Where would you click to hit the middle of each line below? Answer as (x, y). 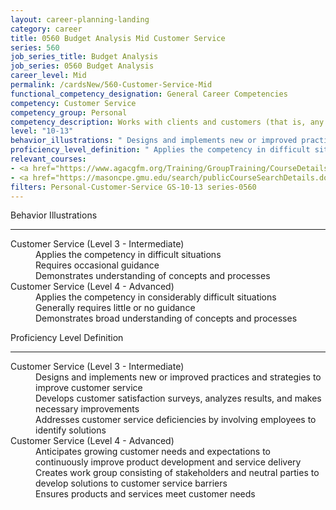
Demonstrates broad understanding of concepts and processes (166, 318)
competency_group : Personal (69, 112)
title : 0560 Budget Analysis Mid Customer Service (118, 38)
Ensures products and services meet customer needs (145, 494)
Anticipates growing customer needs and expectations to (153, 452)
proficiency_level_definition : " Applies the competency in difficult (160, 150)
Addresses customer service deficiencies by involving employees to (176, 420)
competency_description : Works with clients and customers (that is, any (167, 122)
